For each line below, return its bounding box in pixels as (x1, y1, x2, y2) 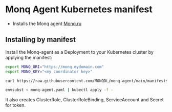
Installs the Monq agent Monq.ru (12, 20, 82, 27)
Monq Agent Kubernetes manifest (5, 4, 153, 15)
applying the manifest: (5, 54, 53, 60)
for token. (5, 102, 26, 108)
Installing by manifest (5, 35, 76, 44)
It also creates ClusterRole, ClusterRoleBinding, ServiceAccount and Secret (5, 97, 164, 103)
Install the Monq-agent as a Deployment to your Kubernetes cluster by (5, 49, 154, 55)
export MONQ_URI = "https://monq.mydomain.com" (5, 64, 104, 70)
